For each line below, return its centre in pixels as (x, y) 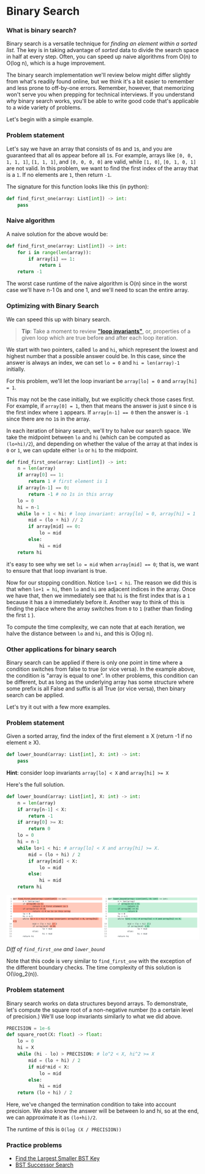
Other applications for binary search (61, 649)
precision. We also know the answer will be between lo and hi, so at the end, (102, 1111)
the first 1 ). (21, 615)
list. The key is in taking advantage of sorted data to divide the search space (102, 50)
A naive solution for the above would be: (57, 234)
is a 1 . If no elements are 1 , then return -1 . (59, 174)
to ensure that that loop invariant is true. (57, 570)
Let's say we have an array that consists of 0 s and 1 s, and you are (89, 149)
